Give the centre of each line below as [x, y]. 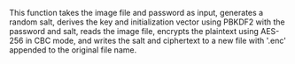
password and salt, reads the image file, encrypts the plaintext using [134, 31]
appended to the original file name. [73, 50]
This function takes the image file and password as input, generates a [136, 13]
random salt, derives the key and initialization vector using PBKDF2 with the [147, 22]
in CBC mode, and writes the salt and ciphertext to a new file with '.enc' [155, 40]
